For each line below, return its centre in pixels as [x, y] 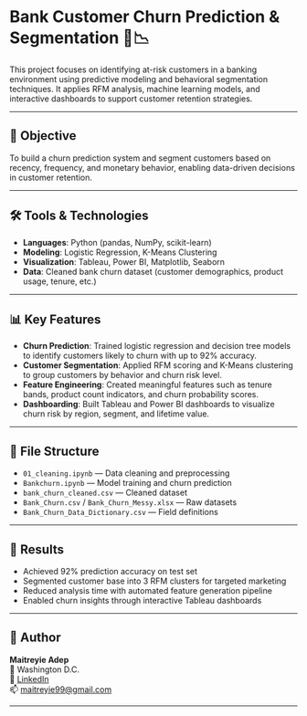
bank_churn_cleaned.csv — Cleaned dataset [105, 493]
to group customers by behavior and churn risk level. [122, 375]
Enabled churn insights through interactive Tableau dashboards [142, 600]
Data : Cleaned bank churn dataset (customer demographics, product [153, 271]
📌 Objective [43, 136]
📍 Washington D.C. [45, 669]
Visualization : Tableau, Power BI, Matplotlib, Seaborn [124, 261]
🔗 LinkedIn [29, 679]
